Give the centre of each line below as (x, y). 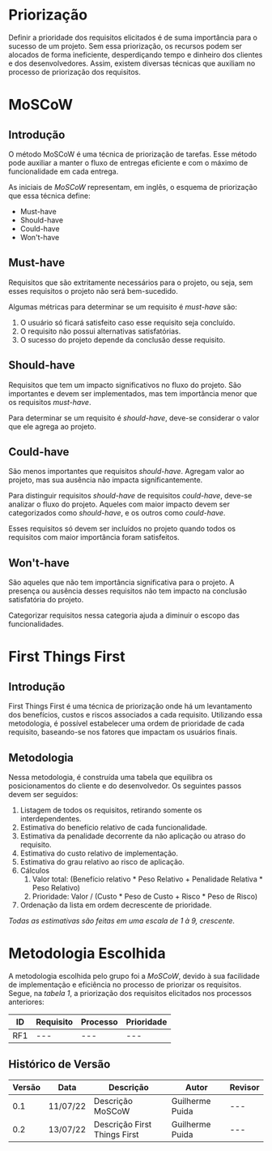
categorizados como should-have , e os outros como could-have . (117, 513)
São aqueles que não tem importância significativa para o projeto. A (121, 583)
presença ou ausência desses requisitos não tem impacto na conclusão (127, 591)
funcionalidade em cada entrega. (64, 171)
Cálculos (35, 871)
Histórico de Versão (59, 1065)
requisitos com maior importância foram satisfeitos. (94, 537)
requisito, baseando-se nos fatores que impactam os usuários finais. (123, 732)
